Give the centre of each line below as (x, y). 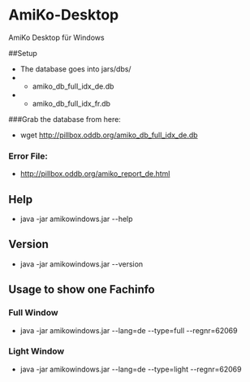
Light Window (37, 351)
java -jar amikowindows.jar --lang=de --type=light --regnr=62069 (131, 369)
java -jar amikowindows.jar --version (82, 264)
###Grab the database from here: (65, 119)
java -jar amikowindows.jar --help (76, 219)
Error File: (28, 156)
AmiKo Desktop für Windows (56, 37)
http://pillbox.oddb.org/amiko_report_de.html (95, 174)
